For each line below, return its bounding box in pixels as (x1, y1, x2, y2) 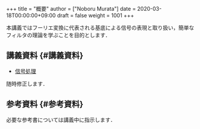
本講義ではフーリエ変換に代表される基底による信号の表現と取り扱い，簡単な (6, 24, 195, 31)
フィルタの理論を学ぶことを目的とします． (6, 32, 111, 39)
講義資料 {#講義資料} (6, 51, 84, 61)
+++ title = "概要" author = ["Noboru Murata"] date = (6, 5, 136, 12)
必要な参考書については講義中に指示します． (6, 116, 116, 123)
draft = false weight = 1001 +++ (57, 12, 134, 19)
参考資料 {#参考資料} (6, 99, 84, 109)
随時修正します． (6, 80, 48, 87)
